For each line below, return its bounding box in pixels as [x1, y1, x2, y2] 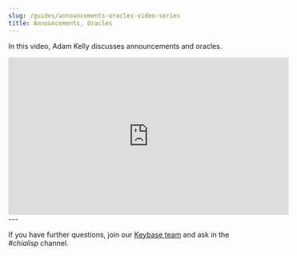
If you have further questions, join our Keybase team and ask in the [8, 230, 230, 239]
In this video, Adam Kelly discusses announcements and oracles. [8, 41, 223, 50]
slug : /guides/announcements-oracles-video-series [8, 11, 181, 20]
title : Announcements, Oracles [8, 19, 113, 27]
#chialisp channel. [8, 238, 70, 248]
